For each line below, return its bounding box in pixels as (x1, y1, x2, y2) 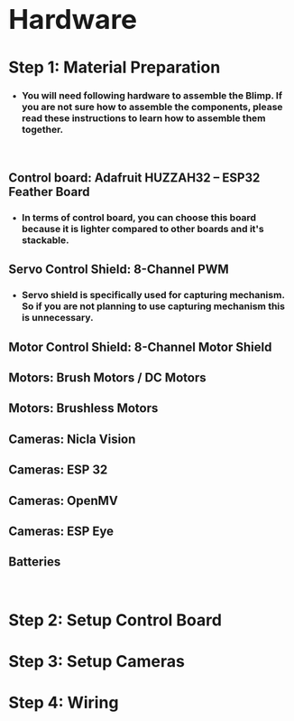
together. (21, 124, 64, 136)
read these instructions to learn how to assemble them (21, 112, 266, 125)
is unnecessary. (21, 312, 94, 324)
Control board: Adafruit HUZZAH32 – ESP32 (8, 170, 261, 186)
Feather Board (8, 184, 90, 200)
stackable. (21, 233, 69, 246)
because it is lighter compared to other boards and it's (21, 222, 264, 235)
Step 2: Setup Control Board (8, 610, 223, 631)
